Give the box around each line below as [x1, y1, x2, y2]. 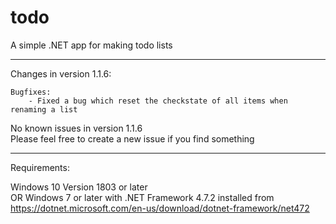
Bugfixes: [10, 87, 52, 97]
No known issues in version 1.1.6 [10, 122, 143, 134]
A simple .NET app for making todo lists [10, 39, 173, 51]
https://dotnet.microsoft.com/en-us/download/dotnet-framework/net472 [10, 202, 310, 214]
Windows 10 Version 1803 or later [10, 181, 148, 193]
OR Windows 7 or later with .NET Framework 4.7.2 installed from [10, 191, 275, 203]
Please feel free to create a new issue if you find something [10, 132, 255, 145]
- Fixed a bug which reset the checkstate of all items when [28, 96, 288, 106]
